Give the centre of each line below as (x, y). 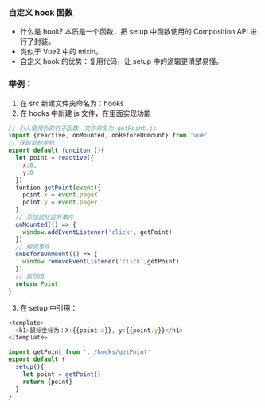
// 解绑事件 (33, 247)
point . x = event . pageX (60, 195)
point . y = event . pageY (60, 202)
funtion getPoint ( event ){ (58, 188)
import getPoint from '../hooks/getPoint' (80, 352)
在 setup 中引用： (49, 307)
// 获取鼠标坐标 (31, 143)
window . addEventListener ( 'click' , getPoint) (97, 232)
